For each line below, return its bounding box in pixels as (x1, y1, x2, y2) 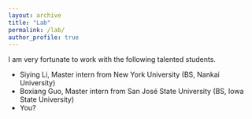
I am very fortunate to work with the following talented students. (8, 55, 217, 64)
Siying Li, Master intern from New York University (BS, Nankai (19, 70, 220, 79)
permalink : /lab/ (8, 26, 65, 34)
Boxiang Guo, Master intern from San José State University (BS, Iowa (19, 87, 244, 96)
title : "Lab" (8, 19, 51, 27)
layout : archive (8, 11, 61, 20)
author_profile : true (8, 33, 80, 41)
